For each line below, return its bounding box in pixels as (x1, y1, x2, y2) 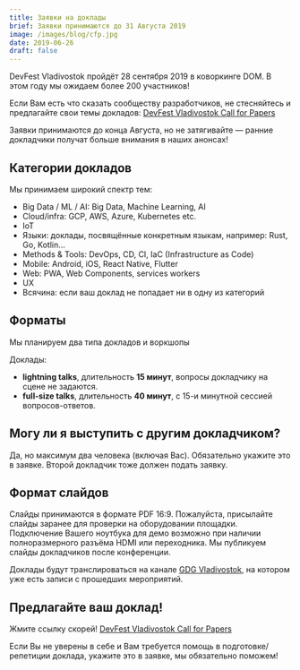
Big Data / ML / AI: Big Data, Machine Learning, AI (21, 201, 206, 211)
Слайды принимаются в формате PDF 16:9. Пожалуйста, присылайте (9, 509, 273, 520)
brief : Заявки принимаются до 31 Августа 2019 (9, 21, 186, 30)
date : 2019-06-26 (9, 38, 74, 47)
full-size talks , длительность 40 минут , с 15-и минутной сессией (21, 391, 273, 401)
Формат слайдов (9, 485, 109, 500)
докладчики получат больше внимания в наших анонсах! (9, 134, 228, 145)
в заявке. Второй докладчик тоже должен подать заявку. (9, 459, 228, 470)
